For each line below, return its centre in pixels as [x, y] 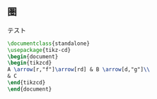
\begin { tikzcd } [30, 63]
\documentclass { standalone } [49, 44]
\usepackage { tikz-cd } [39, 50]
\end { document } [30, 89]
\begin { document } [33, 57]
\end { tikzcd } [27, 83]
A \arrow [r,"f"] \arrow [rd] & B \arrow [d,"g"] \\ [79, 70]
